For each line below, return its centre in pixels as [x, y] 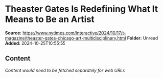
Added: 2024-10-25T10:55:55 [35, 43]
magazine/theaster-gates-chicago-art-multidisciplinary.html [66, 38]
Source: [13, 33]
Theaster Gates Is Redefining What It [81, 9]
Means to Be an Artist [50, 19]
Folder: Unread [142, 38]
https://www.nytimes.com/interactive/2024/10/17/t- [74, 33]
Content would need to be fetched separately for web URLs [65, 70]
